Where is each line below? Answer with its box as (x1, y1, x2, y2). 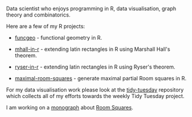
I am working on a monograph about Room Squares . (6, 104, 133, 111)
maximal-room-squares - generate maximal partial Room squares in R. (14, 75, 187, 82)
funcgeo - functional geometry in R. (14, 34, 103, 41)
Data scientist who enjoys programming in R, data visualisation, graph (6, 5, 177, 12)
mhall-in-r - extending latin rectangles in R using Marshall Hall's (14, 45, 171, 53)
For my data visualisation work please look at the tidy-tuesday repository (6, 86, 184, 93)
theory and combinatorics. (6, 11, 71, 18)
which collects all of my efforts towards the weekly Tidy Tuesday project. (6, 93, 185, 99)
